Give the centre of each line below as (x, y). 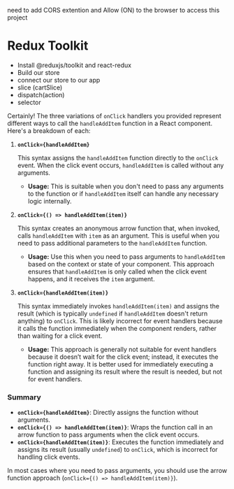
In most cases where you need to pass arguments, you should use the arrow (117, 471)
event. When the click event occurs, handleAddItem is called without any (120, 165)
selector (29, 102)
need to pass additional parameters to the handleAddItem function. (112, 243)
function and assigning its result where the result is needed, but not (125, 371)
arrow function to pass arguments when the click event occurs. (108, 435)
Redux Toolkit (48, 46)
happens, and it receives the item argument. (91, 278)
